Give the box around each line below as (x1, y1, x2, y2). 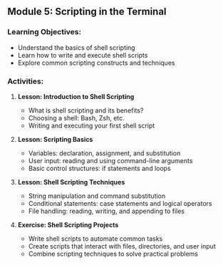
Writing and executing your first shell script (28, 121, 155, 130)
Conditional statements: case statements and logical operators (28, 199, 212, 207)
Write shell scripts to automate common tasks (28, 234, 163, 243)
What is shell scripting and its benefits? (28, 106, 144, 115)
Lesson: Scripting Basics (17, 135, 93, 143)
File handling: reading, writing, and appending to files (28, 207, 185, 215)
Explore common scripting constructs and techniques (17, 58, 175, 67)
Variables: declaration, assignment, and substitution (28, 149, 181, 157)
